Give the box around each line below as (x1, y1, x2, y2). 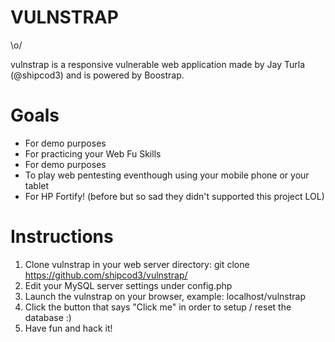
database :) (24, 311, 72, 323)
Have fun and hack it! (24, 322, 113, 334)
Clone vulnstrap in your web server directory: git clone (24, 258, 250, 270)
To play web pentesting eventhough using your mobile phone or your (24, 169, 310, 181)
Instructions (10, 226, 114, 248)
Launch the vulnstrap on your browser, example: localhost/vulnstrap (24, 290, 306, 302)
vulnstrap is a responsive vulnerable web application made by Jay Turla (10, 58, 306, 70)
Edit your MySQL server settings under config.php (24, 279, 233, 291)
